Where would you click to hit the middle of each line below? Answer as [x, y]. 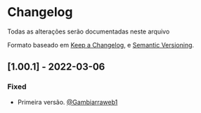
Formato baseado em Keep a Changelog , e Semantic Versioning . [101, 45]
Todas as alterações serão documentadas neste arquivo [89, 31]
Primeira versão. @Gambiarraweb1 [67, 102]
